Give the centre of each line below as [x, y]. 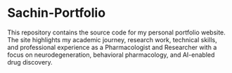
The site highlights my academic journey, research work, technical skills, [112, 39]
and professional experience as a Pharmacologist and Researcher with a [112, 47]
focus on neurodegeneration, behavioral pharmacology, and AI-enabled [111, 55]
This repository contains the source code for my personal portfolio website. [117, 32]
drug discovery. [30, 62]
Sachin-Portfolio [57, 13]
